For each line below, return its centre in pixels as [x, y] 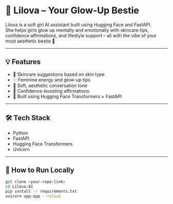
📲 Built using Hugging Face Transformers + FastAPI [67, 96]
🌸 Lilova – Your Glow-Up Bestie [72, 11]
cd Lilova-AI [19, 187]
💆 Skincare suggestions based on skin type [59, 74]
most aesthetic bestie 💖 [30, 41]
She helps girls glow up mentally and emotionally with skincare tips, [77, 30]
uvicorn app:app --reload [33, 196]
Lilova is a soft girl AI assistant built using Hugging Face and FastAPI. [79, 25]
